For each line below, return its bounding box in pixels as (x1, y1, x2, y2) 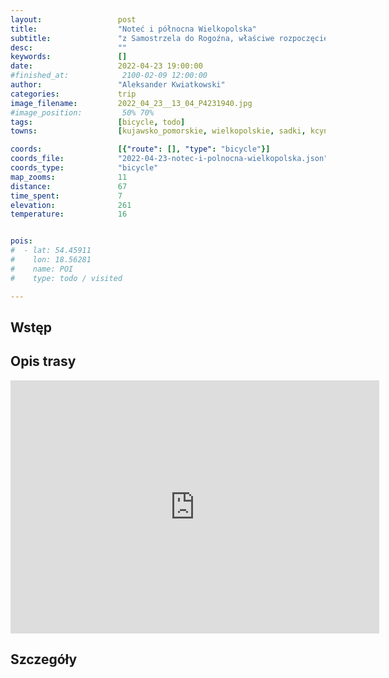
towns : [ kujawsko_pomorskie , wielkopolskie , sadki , (10, 126, 307, 136)
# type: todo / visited (10, 273, 123, 283)
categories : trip (10, 89, 137, 99)
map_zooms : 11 (10, 172, 128, 182)
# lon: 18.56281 (10, 255, 92, 265)
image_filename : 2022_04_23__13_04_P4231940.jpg (10, 98, 253, 108)
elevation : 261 (10, 200, 132, 210)
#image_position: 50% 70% (10, 107, 155, 118)
